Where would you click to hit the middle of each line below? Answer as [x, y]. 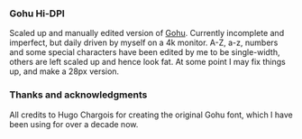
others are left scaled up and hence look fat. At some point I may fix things [147, 62]
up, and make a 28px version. [64, 71]
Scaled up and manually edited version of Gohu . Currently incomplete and [147, 33]
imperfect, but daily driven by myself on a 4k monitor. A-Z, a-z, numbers [144, 42]
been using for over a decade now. [74, 124]
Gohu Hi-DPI [37, 14]
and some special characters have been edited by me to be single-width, [145, 52]
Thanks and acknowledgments [78, 95]
